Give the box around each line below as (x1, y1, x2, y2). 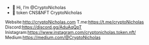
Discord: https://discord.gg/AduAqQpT (5, 24, 82, 30)
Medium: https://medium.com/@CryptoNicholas (5, 34, 101, 40)
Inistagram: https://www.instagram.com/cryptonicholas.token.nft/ (5, 30, 136, 35)
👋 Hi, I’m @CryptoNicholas (12, 5, 66, 10)
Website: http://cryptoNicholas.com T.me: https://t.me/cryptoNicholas (5, 19, 144, 25)
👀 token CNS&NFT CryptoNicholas (12, 10, 82, 15)
